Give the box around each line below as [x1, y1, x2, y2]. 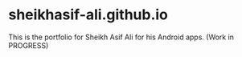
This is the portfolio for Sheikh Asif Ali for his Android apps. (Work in [8, 32, 235, 42]
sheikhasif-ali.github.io [8, 6, 169, 24]
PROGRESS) [8, 40, 49, 50]
